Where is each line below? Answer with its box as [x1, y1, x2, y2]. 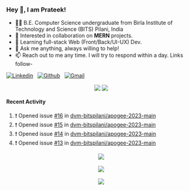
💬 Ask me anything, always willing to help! [14, 45, 119, 52]
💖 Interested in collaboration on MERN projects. [14, 32, 133, 39]
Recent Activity [6, 98, 46, 105]
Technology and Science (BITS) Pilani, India [14, 25, 123, 33]
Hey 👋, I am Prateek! [6, 5, 66, 14]
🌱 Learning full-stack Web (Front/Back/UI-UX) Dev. [14, 39, 142, 46]
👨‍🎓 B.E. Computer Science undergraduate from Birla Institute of [14, 19, 173, 27]
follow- [14, 60, 33, 68]
